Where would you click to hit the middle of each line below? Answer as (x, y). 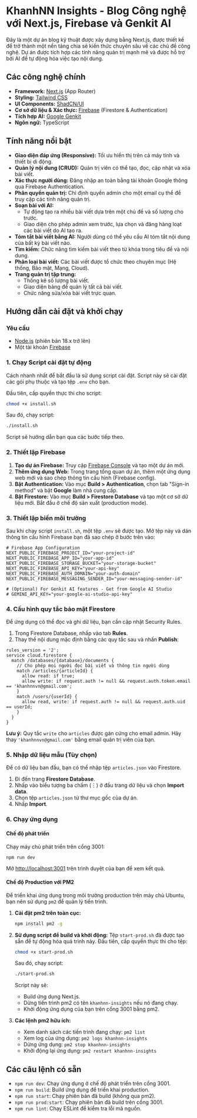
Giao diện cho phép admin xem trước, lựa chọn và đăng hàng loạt (103, 224)
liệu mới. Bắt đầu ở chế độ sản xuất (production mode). (81, 502)
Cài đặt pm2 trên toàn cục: (48, 913)
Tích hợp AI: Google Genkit (48, 116)
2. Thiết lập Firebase (36, 452)
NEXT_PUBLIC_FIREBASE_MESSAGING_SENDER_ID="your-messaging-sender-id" (94, 578)
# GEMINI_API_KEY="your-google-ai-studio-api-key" (69, 594)
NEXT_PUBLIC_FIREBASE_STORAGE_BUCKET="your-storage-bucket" (81, 563)
